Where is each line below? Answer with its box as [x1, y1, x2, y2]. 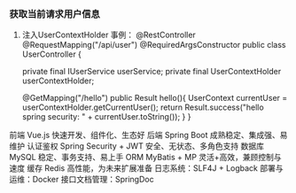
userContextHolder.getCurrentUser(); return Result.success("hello [21, 102, 264, 112]
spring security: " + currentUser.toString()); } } [21, 112, 191, 122]
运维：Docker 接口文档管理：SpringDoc [9, 174, 154, 185]
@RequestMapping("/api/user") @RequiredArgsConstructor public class [21, 40, 286, 50]
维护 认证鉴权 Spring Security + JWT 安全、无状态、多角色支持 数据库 [9, 141, 264, 151]
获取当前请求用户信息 [9, 7, 100, 19]
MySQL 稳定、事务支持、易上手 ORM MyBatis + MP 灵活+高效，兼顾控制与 [9, 152, 282, 163]
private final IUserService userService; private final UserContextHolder [21, 66, 282, 77]
